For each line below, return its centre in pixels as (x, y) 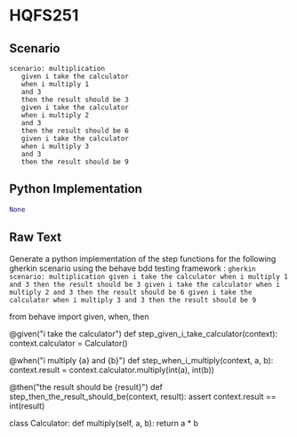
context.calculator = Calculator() (68, 343)
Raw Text (36, 238)
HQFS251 (44, 16)
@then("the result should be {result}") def (86, 386)
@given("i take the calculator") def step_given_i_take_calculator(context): (144, 333)
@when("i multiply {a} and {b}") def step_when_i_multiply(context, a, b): (141, 360)
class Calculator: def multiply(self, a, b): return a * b (104, 423)
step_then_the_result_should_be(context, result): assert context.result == (143, 396)
